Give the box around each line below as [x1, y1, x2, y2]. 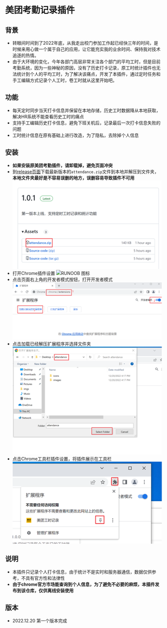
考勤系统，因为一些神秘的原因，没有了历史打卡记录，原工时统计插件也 [12, 65, 157, 71]
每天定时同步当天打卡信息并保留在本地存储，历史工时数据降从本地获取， [12, 107, 161, 113]
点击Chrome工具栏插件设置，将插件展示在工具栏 [12, 456, 112, 462]
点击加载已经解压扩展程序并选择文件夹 [12, 341, 91, 347]
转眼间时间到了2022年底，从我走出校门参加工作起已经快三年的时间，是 [12, 40, 159, 46]
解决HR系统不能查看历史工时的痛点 [12, 113, 84, 119]
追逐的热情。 [12, 53, 39, 58]
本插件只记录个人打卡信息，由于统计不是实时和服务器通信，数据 [12, 569, 143, 575]
